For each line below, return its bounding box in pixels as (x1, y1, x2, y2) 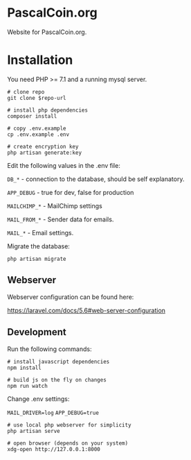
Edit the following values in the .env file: (7, 161, 121, 169)
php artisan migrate (7, 255, 67, 262)
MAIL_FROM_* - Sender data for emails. (7, 215, 114, 223)
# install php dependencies (7, 106, 89, 114)
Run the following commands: (7, 345, 92, 353)
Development (7, 326, 67, 338)
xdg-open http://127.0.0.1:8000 (7, 445, 100, 452)
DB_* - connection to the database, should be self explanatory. (7, 175, 185, 183)
